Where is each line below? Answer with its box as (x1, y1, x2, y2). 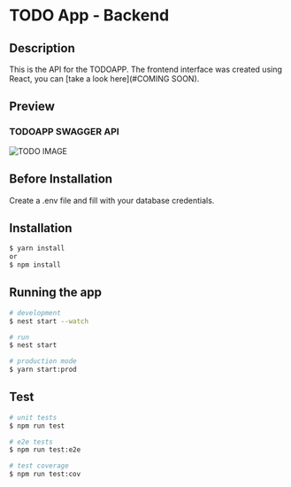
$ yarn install (9, 244, 65, 253)
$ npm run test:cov (9, 470, 81, 479)
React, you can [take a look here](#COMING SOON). (9, 73, 200, 84)
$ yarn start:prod (9, 365, 77, 375)
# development (9, 308, 62, 317)
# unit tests (9, 413, 57, 421)
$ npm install (9, 260, 62, 270)
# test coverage (9, 461, 69, 470)
